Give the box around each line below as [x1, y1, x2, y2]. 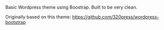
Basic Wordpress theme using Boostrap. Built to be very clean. [5, 4, 137, 10]
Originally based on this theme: [5, 14, 71, 19]
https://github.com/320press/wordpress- [72, 14, 159, 19]
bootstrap [5, 19, 26, 25]
